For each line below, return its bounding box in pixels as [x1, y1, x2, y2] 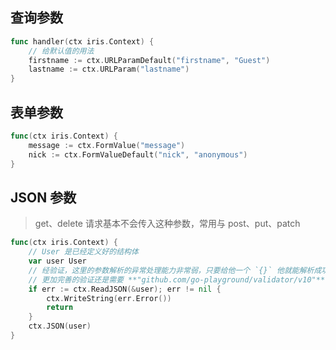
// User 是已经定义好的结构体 [28, 247, 139, 257]
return [46, 303, 74, 313]
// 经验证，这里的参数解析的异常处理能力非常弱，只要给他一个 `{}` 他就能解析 [28, 265, 315, 275]
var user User [28, 256, 87, 267]
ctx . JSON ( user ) [28, 321, 92, 332]
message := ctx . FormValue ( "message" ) [28, 140, 186, 150]
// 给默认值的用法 [28, 46, 95, 56]
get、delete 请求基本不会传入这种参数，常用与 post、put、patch [34, 218, 301, 230]
